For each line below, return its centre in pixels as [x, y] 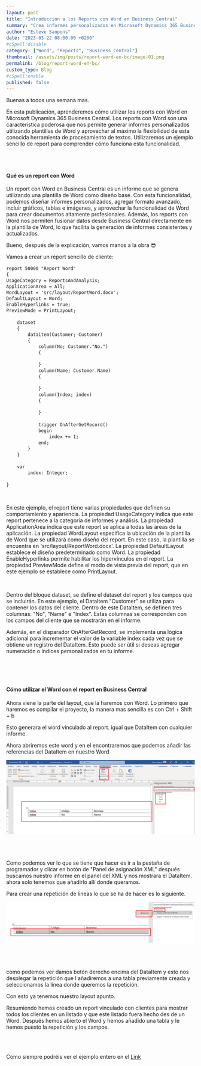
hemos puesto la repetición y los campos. [58, 1027]
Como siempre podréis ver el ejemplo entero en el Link [74, 1056]
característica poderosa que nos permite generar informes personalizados [98, 125]
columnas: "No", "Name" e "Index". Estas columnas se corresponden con [97, 614]
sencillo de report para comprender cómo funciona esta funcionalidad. [93, 144]
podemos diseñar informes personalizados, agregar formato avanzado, [94, 202]
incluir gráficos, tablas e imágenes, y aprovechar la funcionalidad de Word [98, 208]
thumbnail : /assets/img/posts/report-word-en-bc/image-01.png [85, 57]
